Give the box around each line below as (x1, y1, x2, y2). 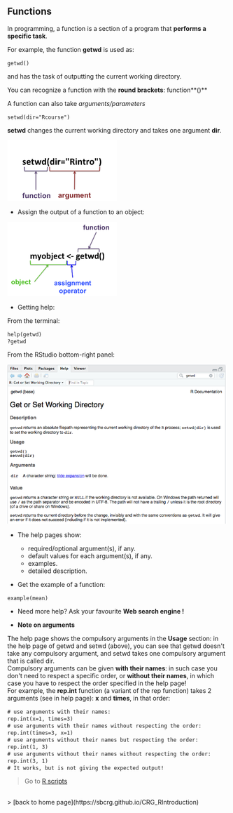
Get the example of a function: (17, 580, 106, 588)
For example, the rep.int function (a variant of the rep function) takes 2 (7, 686, 212, 694)
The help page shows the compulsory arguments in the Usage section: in (7, 634, 219, 642)
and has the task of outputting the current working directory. (7, 72, 182, 80)
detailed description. (27, 567, 87, 575)
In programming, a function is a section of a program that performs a (7, 24, 206, 32)
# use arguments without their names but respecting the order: (7, 736, 199, 743)
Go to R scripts (24, 776, 68, 785)
